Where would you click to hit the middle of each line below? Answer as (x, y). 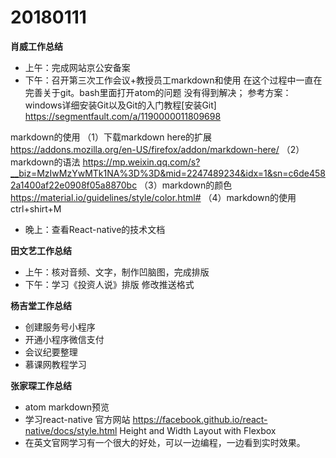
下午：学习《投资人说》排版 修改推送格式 (109, 284)
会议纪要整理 (51, 352)
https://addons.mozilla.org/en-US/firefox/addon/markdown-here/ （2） (157, 149)
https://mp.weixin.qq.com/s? (141, 162)
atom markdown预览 (67, 407)
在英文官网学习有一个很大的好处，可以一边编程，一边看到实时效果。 (165, 442)
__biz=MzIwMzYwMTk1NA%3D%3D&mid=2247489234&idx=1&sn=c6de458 (168, 173)
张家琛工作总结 (41, 385)
